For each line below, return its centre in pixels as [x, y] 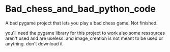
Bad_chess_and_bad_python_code [81, 9]
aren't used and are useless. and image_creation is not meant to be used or [84, 38]
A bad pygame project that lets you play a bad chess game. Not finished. [81, 23]
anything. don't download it [34, 43]
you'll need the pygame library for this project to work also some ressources [85, 33]
